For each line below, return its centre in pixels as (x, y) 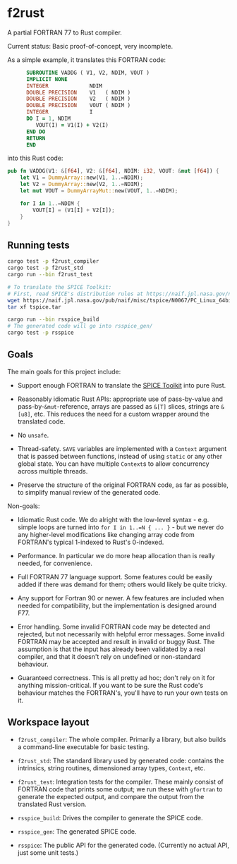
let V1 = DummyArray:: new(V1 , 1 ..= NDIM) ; (81, 178)
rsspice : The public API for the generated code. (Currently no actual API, (123, 845)
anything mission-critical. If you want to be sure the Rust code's (110, 685)
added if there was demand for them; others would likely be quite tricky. (122, 584)
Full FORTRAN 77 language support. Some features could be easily (115, 576)
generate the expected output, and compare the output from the (111, 796)
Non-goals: (24, 506)
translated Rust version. (52, 804)
